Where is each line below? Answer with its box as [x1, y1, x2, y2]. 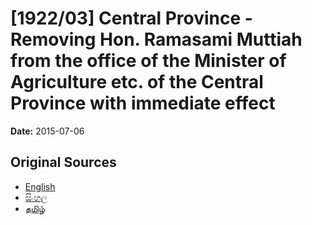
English [24, 180, 56, 192]
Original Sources [10, 154, 117, 171]
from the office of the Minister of [10, 50, 287, 72]
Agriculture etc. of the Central [10, 71, 264, 94]
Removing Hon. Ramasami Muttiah [10, 28, 303, 51]
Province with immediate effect [10, 92, 276, 115]
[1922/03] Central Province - [10, 7, 253, 30]
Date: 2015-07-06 [10, 125, 85, 137]
